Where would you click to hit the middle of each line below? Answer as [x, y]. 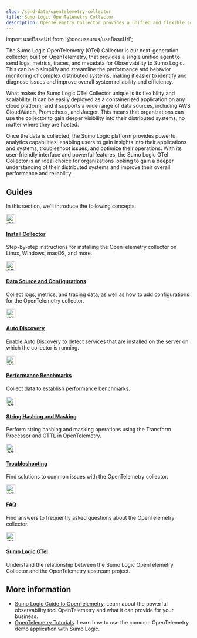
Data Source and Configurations [46, 281]
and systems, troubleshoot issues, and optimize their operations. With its [94, 148]
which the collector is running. [43, 347]
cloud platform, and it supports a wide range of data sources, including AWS [98, 106]
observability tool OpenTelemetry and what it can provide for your [94, 610]
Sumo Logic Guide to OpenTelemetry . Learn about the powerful [91, 603]
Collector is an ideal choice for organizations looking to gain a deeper [90, 161]
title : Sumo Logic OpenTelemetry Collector [60, 17]
